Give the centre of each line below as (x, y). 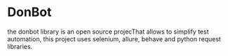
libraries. (20, 46)
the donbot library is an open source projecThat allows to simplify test (108, 31)
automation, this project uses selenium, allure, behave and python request (114, 38)
